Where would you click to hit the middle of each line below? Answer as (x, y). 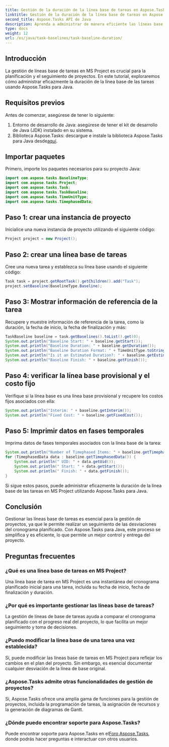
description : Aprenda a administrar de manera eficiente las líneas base (84, 24)
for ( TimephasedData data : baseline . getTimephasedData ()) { (71, 457)
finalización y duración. (29, 592)
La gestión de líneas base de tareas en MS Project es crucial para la (75, 71)
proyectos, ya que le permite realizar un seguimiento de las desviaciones (81, 524)
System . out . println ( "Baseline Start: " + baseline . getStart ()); (74, 341)
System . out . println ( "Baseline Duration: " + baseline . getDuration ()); (81, 346)
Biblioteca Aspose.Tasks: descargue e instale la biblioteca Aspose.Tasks (88, 135)
